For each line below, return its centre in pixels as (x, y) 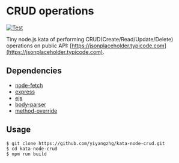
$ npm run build (26, 154)
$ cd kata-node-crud (32, 149)
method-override (36, 111)
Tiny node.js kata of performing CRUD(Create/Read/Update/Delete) (90, 39)
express (25, 92)
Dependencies (34, 71)
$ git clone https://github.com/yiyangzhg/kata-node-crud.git (86, 143)
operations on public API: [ (39, 46)
